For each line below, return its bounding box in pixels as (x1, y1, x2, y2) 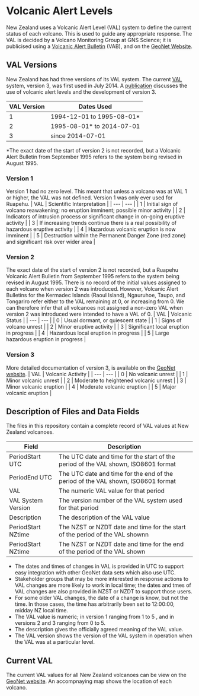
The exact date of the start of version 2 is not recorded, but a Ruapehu (6, 266, 179, 274)
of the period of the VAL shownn (59, 530, 149, 539)
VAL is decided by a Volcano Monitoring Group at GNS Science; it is (6, 36, 172, 43)
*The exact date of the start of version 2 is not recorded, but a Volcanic (6, 147, 181, 154)
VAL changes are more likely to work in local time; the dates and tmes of (14, 581, 191, 589)
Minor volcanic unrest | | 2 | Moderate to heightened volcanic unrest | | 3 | (6, 377, 187, 384)
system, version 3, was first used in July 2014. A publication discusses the (6, 82, 188, 89)
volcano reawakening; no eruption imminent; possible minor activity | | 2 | (6, 206, 185, 214)
